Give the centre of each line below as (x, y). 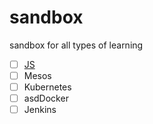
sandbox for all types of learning (76, 45)
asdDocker (46, 98)
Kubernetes (47, 87)
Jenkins (40, 110)
